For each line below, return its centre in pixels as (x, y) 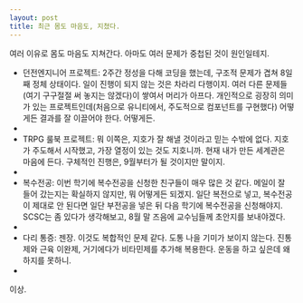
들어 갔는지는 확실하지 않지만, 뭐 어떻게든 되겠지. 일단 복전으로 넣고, (142, 194)
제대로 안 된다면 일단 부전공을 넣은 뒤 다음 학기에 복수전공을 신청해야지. (157, 205)
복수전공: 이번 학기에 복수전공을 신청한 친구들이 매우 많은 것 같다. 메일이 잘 (154, 182)
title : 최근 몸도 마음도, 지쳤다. (65, 26)
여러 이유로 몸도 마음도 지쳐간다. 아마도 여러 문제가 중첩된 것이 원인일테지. (139, 53)
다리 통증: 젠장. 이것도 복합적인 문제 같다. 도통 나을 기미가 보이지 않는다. (149, 238)
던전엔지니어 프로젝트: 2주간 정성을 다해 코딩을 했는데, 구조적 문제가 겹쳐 (150, 73)
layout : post (34, 18)
